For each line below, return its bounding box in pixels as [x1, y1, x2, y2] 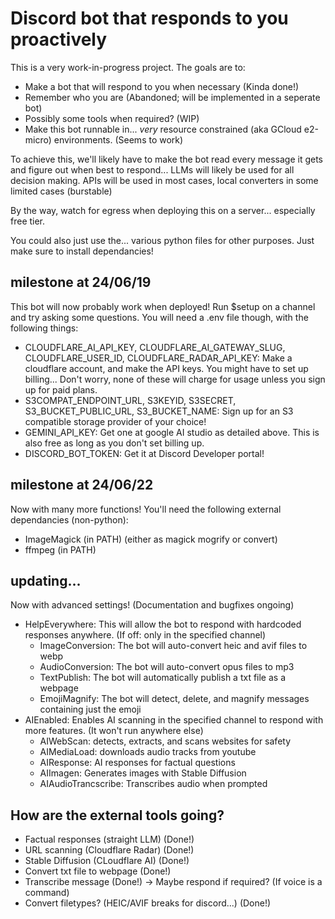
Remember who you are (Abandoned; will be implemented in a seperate [24, 91, 321, 103]
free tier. [10, 215, 46, 227]
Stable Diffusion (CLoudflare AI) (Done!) [24, 855, 190, 867]
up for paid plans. [24, 383, 98, 396]
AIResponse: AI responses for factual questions [39, 757, 236, 769]
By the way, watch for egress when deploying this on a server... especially [10, 204, 316, 216]
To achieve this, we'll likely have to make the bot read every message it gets [10, 153, 323, 165]
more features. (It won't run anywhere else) [24, 725, 204, 737]
